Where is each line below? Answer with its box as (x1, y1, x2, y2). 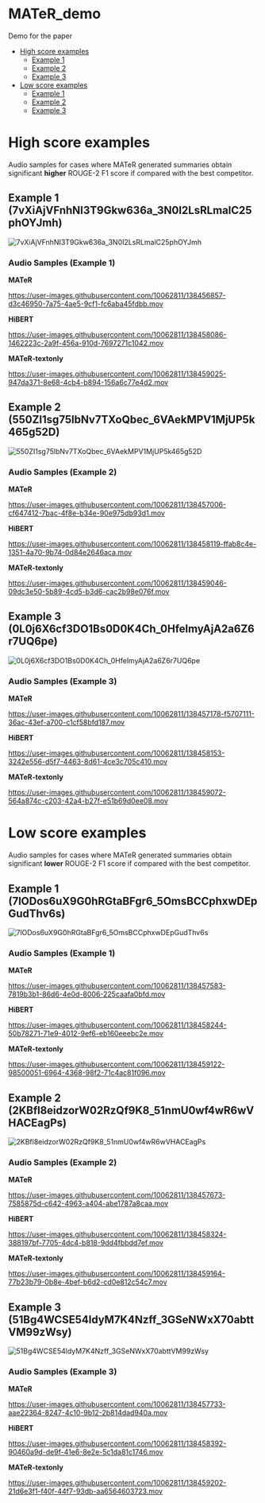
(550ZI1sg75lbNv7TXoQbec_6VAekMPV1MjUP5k (8, 413, 255, 426)
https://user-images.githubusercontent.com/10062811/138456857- (8, 290, 226, 300)
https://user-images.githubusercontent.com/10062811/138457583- (8, 981, 226, 991)
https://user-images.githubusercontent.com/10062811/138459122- (8, 1059, 225, 1070)
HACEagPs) (8, 1116, 67, 1129)
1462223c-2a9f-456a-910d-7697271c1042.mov (8, 338, 164, 348)
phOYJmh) (8, 216, 63, 230)
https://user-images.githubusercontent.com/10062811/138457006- (8, 500, 227, 510)
